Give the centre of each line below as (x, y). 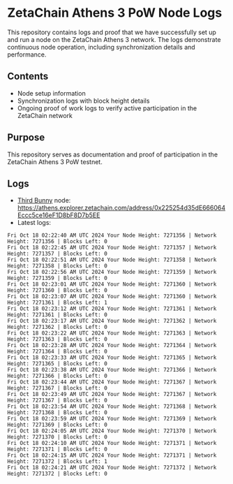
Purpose (26, 138)
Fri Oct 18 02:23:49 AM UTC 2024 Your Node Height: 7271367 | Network (112, 395)
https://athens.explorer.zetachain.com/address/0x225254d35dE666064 (121, 208)
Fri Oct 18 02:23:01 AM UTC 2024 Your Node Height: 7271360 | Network (112, 284)
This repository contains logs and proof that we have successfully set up (112, 32)
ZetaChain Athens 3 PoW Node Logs (115, 13)
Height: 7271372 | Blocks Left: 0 (58, 474)
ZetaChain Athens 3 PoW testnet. (55, 161)
